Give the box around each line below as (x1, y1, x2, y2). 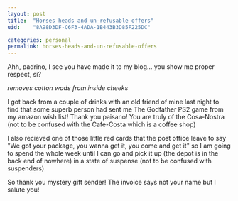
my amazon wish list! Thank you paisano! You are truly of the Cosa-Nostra (7, 113, 225, 121)
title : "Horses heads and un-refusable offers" (7, 17, 154, 24)
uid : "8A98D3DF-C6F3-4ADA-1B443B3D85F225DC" (7, 23, 151, 31)
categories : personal (7, 36, 72, 43)
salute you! (7, 185, 40, 194)
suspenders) (7, 164, 45, 173)
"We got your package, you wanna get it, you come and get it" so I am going (7, 141, 231, 150)
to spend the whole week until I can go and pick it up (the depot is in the (7, 149, 219, 158)
